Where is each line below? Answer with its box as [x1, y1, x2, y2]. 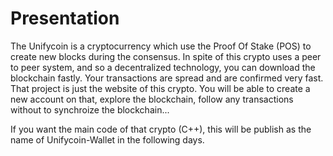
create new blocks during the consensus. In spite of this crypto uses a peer [10, 50, 322, 62]
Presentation [10, 7, 120, 30]
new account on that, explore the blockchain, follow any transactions [10, 93, 294, 105]
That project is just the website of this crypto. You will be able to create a [10, 82, 311, 94]
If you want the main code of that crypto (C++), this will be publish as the [10, 123, 312, 135]
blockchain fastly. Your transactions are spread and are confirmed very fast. [10, 72, 324, 84]
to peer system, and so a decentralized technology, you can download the [10, 61, 316, 73]
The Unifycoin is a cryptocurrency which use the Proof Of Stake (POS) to [10, 40, 312, 52]
